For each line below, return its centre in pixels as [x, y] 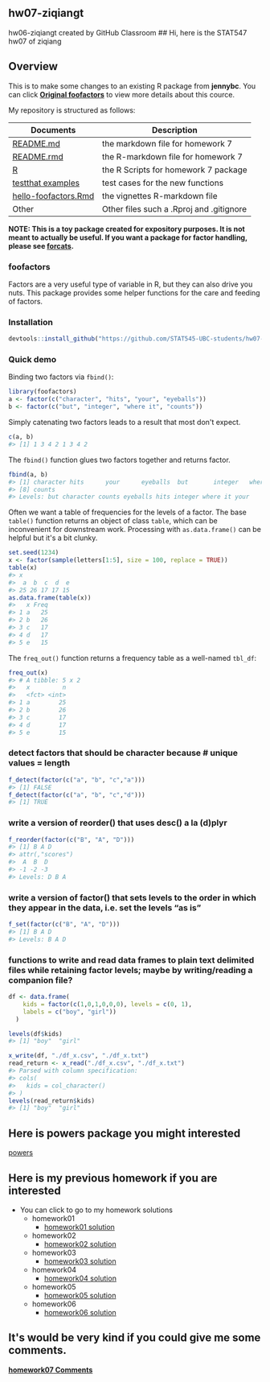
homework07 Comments [51, 1370]
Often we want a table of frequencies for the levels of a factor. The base [128, 512]
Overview [33, 66]
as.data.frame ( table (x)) [50, 598]
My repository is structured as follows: [72, 110]
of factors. [25, 301]
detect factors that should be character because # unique [123, 753]
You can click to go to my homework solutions [96, 1210]
